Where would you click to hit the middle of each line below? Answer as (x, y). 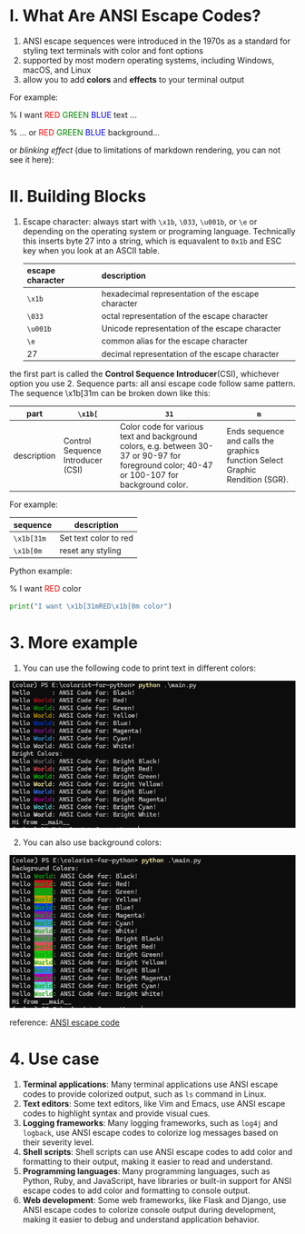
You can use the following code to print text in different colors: (139, 668)
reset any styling (90, 551)
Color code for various (162, 426)
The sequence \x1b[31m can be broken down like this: (110, 393)
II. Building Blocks (78, 197)
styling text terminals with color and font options (113, 50)
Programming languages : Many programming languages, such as (146, 1171)
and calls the (251, 441)
